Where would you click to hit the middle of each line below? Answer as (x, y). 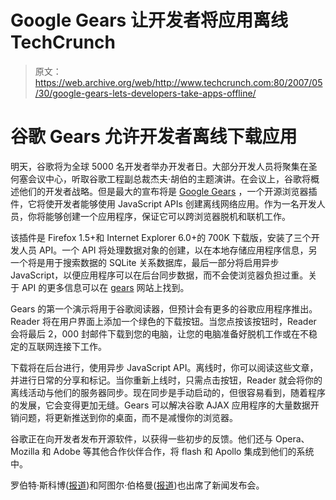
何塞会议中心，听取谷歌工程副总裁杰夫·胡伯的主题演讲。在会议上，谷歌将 (161, 178)
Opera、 (292, 438)
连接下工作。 (80, 346)
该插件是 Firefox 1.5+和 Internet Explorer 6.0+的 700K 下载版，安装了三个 (161, 237)
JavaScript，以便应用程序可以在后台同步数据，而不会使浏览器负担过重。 (159, 275)
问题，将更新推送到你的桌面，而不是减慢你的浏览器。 (128, 417)
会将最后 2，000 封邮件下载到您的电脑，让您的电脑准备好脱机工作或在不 (159, 333)
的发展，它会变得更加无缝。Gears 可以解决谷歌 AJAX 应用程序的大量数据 (160, 405)
